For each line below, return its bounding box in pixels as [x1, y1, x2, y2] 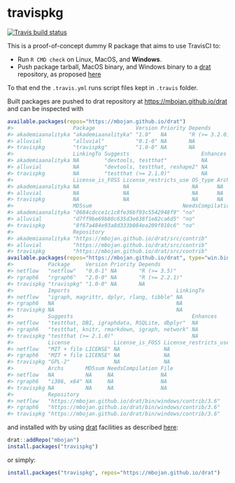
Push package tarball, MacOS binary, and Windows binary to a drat [17, 62, 211, 71]
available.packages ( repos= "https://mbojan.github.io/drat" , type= [7, 254, 205, 261]
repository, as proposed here [17, 70, 101, 78]
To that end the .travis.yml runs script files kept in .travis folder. [7, 83, 199, 92]
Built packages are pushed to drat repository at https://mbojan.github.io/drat [7, 96, 227, 106]
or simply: [7, 456, 36, 464]
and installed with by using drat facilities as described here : [7, 423, 178, 431]
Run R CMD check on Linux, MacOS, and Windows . [17, 55, 162, 64]
